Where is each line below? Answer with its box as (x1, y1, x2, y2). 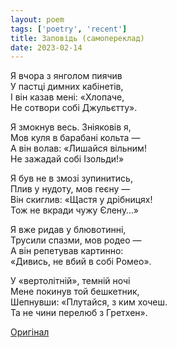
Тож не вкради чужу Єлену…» (10, 204, 139, 216)
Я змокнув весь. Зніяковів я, (10, 121, 132, 133)
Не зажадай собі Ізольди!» (10, 153, 125, 165)
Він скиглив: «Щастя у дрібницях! (10, 194, 153, 206)
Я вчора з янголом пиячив (10, 70, 123, 82)
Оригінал (10, 326, 50, 338)
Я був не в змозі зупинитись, (10, 172, 133, 185)
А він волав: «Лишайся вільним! (10, 142, 147, 155)
